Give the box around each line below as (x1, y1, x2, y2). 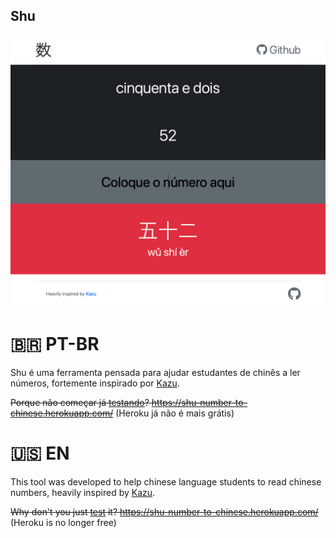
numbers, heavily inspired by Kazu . (10, 486, 156, 498)
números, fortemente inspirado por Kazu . (10, 377, 180, 389)
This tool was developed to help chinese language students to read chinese (10, 475, 322, 488)
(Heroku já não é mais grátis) (115, 407, 235, 419)
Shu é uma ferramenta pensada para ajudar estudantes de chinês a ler (10, 366, 301, 378)
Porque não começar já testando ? (10, 396, 150, 408)
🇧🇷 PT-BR (10, 333, 100, 356)
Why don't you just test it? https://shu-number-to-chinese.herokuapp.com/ (10, 505, 319, 518)
